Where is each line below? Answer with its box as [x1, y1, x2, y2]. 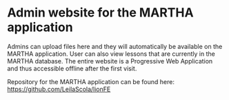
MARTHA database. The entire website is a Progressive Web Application [7, 57, 213, 65]
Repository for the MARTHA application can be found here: [7, 77, 175, 86]
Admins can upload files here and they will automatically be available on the [7, 42, 223, 50]
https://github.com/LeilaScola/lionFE [7, 85, 111, 93]
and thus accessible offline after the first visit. [7, 64, 137, 72]
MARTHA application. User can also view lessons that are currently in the [7, 50, 215, 58]
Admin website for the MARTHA [7, 5, 195, 21]
